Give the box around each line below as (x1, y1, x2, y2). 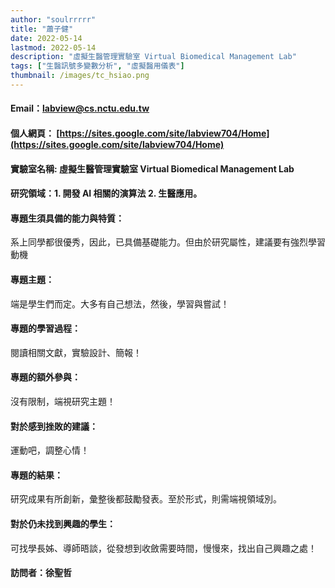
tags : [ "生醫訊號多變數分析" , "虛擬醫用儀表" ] (10, 61, 185, 71)
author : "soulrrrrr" (10, 14, 97, 25)
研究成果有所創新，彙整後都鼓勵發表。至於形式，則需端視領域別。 (10, 493, 282, 505)
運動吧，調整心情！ (10, 444, 90, 456)
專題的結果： (10, 469, 63, 481)
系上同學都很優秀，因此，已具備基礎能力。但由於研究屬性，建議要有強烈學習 (10, 236, 326, 248)
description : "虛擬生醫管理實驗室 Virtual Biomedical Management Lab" (10, 52, 297, 62)
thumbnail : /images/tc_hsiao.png (10, 71, 150, 81)
